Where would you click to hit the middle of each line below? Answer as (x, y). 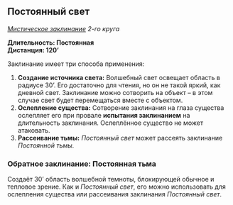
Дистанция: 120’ (33, 50)
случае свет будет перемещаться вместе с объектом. (100, 100)
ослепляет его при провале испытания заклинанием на (104, 115)
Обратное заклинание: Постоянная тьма (82, 164)
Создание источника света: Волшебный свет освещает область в (119, 77)
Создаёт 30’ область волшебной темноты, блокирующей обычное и (111, 179)
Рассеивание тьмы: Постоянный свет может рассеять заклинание (120, 138)
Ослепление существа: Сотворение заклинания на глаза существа (121, 107)
